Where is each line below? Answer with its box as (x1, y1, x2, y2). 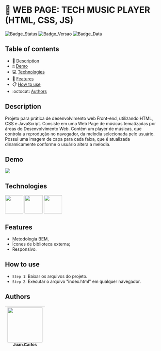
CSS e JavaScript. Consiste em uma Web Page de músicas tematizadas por (5, 120, 156, 126)
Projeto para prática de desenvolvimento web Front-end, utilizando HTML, (5, 115, 154, 121)
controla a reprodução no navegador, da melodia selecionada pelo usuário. (5, 131, 155, 137)
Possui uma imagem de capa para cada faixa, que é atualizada (5, 136, 130, 142)
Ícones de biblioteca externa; (12, 241, 70, 247)
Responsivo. (12, 246, 37, 252)
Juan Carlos (13, 342, 37, 348)
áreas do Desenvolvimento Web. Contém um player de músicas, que (5, 126, 142, 131)
